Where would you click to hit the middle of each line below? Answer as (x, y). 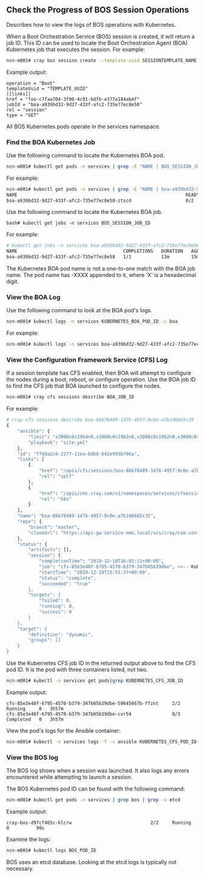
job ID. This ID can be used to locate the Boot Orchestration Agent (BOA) (97, 43)
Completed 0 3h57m (35, 719)
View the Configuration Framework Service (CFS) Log (87, 360)
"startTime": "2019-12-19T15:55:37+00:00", (94, 572)
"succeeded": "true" (65, 584)
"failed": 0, (55, 601)
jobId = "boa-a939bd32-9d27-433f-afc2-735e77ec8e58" (74, 105)
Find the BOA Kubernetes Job (51, 142)
